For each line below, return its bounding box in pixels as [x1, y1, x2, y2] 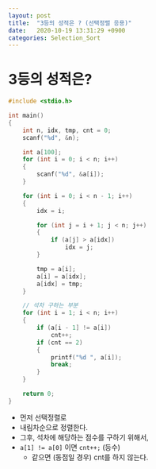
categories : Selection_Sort [8, 33, 101, 42]
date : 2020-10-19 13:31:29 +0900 [8, 26, 126, 34]
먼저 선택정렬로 [19, 413, 67, 422]
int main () [8, 112, 44, 120]
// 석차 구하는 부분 [22, 301, 79, 310]
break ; [50, 361, 73, 369]
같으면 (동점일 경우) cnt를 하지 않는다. [31, 452, 149, 462]
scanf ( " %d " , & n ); [22, 134, 80, 141]
